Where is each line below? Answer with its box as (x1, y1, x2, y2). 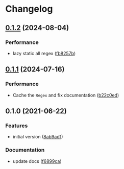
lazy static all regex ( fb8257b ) (12, 50, 76, 56)
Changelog (5, 3, 53, 15)
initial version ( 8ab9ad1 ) (12, 134, 63, 140)
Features (5, 122, 28, 129)
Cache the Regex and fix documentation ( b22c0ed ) (12, 92, 119, 98)
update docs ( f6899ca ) (12, 158, 62, 164)
